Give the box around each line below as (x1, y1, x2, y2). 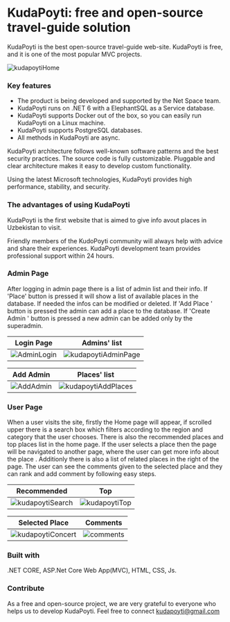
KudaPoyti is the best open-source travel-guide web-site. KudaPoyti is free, (7, 42, 223, 51)
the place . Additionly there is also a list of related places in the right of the (7, 455, 220, 464)
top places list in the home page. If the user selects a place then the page (7, 440, 217, 449)
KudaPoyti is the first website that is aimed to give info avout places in (7, 215, 207, 224)
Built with (7, 550, 40, 560)
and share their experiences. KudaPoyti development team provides (7, 244, 201, 252)
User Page (7, 402, 43, 411)
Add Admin (12, 370, 51, 379)
